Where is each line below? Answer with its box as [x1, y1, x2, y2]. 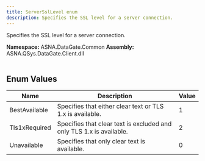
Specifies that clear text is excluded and [57, 120, 172, 128]
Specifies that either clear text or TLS [57, 102, 164, 110]
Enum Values [6, 74, 57, 84]
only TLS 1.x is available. [57, 127, 128, 136]
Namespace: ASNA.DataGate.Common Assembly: [6, 43, 134, 51]
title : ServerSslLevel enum [6, 9, 78, 15]
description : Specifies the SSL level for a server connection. [6, 15, 173, 21]
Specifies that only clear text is [57, 137, 145, 146]
